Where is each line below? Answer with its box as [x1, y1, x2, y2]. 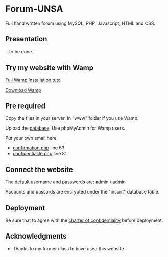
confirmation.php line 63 [12, 145, 65, 151]
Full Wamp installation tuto [5, 77, 61, 83]
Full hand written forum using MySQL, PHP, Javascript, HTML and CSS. [5, 20, 156, 26]
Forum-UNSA [5, 3, 63, 15]
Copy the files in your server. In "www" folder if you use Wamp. [5, 115, 139, 121]
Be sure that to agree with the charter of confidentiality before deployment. [5, 217, 163, 223]
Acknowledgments [5, 232, 67, 241]
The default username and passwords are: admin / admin [5, 179, 126, 185]
